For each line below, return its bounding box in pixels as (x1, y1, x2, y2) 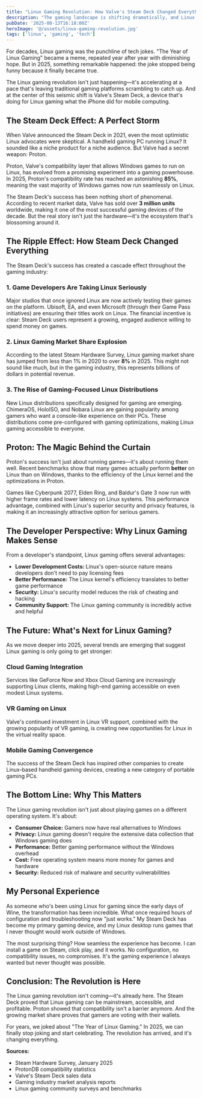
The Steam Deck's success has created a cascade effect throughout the (6, 262, 186, 269)
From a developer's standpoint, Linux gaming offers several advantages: (6, 551, 186, 558)
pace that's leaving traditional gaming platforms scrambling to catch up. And (6, 85, 196, 92)
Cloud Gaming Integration (6, 663, 83, 671)
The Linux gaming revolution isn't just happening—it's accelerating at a (6, 79, 182, 86)
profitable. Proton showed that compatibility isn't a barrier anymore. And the (6, 1005, 195, 1012)
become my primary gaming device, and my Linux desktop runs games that (6, 921, 194, 929)
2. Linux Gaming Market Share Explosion (6, 337, 127, 345)
